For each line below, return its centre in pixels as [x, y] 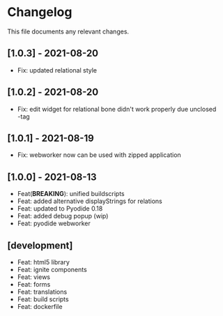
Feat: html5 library [43, 262]
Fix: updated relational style [57, 70]
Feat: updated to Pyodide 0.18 [60, 209]
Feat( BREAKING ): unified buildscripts [71, 194]
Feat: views [34, 277]
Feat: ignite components [52, 270]
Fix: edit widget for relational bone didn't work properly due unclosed [117, 109]
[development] [40, 245]
